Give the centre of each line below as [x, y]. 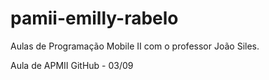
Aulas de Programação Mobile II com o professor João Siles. [135, 46]
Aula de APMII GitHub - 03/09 [72, 65]
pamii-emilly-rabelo [94, 18]
